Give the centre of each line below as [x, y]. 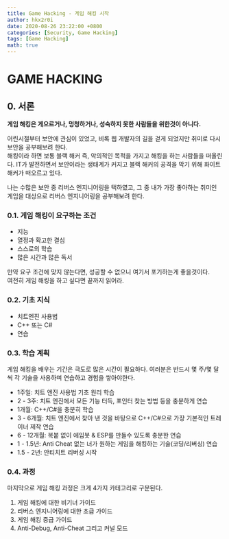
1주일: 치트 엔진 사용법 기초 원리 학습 [66, 392]
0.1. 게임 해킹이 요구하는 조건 [52, 215]
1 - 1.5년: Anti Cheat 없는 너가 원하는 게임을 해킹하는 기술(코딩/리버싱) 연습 [117, 444]
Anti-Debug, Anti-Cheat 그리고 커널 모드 [72, 528]
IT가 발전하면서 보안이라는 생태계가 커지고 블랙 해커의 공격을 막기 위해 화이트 [119, 164]
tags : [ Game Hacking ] [38, 39]
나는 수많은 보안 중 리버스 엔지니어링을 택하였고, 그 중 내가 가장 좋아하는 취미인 [112, 187]
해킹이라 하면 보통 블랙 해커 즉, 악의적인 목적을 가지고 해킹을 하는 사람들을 [106, 156]
